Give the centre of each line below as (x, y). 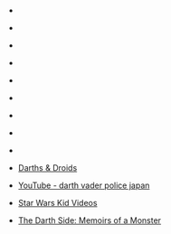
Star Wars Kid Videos (57, 203)
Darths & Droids (47, 168)
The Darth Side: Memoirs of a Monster (89, 220)
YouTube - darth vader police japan (84, 185)
